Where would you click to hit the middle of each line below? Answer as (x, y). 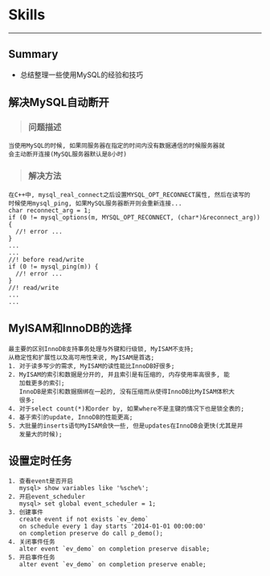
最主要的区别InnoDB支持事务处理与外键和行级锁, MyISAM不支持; (101, 349)
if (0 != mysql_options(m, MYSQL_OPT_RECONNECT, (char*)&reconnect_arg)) (135, 217)
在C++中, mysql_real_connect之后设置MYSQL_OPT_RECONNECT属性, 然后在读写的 (129, 194)
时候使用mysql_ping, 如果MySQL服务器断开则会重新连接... (95, 203)
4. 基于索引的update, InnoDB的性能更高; (71, 417)
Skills (27, 15)
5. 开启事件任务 (32, 558)
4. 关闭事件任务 (32, 542)
